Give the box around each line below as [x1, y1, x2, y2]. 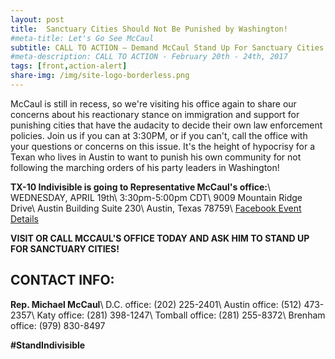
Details [10, 212, 39, 225]
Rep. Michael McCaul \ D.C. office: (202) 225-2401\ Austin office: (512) [10, 298, 302, 310]
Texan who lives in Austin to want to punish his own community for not [10, 151, 302, 163]
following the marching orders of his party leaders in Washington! [10, 161, 280, 173]
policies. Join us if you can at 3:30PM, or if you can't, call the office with [10, 129, 308, 141]
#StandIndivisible [10, 339, 86, 351]
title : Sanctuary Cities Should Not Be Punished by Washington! [10, 24, 288, 34]
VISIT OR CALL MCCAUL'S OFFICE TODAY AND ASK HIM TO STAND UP [10, 232, 310, 244]
